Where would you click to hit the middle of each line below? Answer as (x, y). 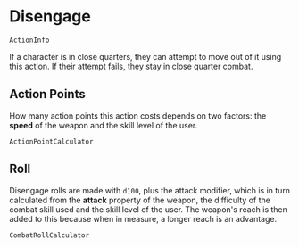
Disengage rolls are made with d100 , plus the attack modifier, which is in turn (150, 190)
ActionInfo (29, 40)
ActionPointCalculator (51, 141)
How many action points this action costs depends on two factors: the (138, 115)
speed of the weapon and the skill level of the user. (104, 125)
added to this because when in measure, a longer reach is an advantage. (143, 218)
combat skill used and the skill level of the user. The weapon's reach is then (149, 209)
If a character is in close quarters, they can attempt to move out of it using (145, 56)
